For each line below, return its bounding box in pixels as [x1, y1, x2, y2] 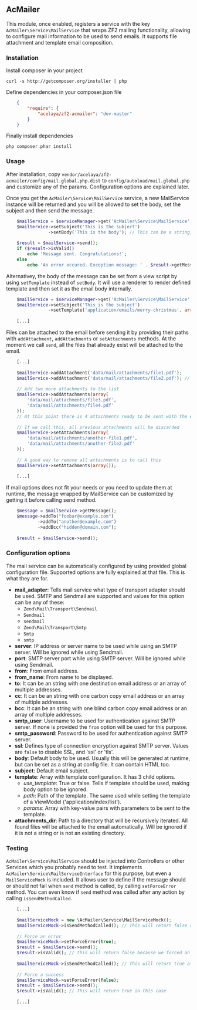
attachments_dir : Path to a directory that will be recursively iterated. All [14, 817, 188, 824]
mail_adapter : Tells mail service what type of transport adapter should [14, 586, 185, 593]
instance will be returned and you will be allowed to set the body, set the [6, 201, 181, 208]
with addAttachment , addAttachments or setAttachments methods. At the [6, 335, 176, 342]
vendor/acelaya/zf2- [61, 171, 112, 178]
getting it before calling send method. [6, 496, 97, 504]
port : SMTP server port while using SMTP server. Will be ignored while [14, 654, 186, 662]
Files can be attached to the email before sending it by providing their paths [6, 329, 189, 336]
